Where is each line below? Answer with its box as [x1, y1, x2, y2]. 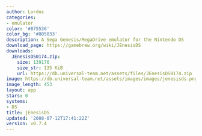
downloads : [6, 48, 34, 54]
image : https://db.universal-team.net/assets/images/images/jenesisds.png [6, 76, 198, 82]
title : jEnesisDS [6, 110, 50, 116]
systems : [6, 98, 28, 104]
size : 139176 [17, 59, 50, 65]
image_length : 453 [6, 82, 52, 88]
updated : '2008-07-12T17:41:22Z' [6, 115, 90, 121]
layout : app [6, 87, 36, 93]
